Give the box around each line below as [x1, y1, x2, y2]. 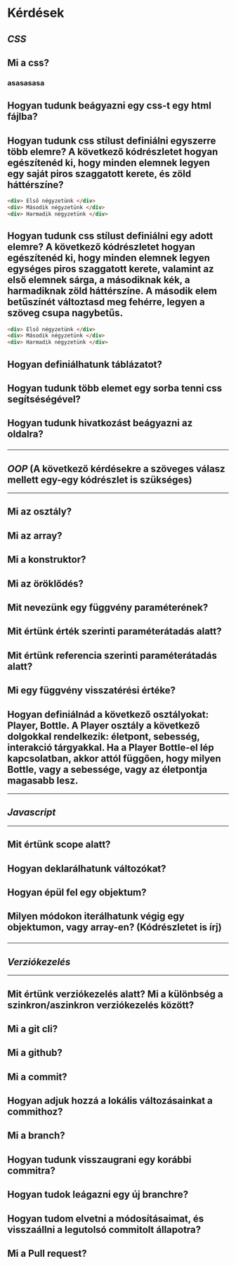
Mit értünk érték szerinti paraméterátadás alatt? [7, 626, 222, 638]
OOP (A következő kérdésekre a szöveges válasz [7, 463, 225, 475]
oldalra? [7, 428, 44, 440]
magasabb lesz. [7, 774, 79, 786]
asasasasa [7, 77, 45, 87]
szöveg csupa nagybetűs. [7, 307, 124, 319]
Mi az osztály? [7, 506, 72, 518]
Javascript [7, 807, 56, 819]
